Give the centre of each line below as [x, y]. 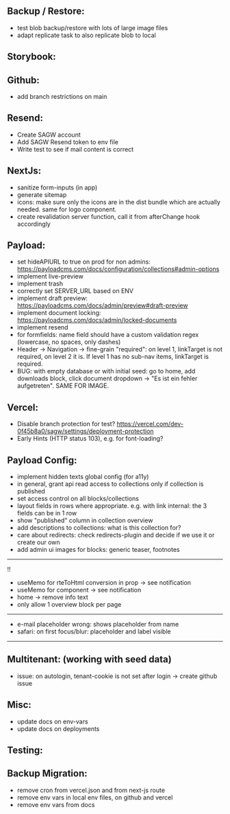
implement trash [40, 283]
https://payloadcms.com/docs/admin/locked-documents [97, 320]
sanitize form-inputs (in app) [57, 187]
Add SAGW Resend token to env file [67, 142]
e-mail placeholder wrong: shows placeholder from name [98, 625]
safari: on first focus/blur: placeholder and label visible [94, 631]
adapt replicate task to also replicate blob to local [86, 35]
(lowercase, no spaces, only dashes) [69, 342]
